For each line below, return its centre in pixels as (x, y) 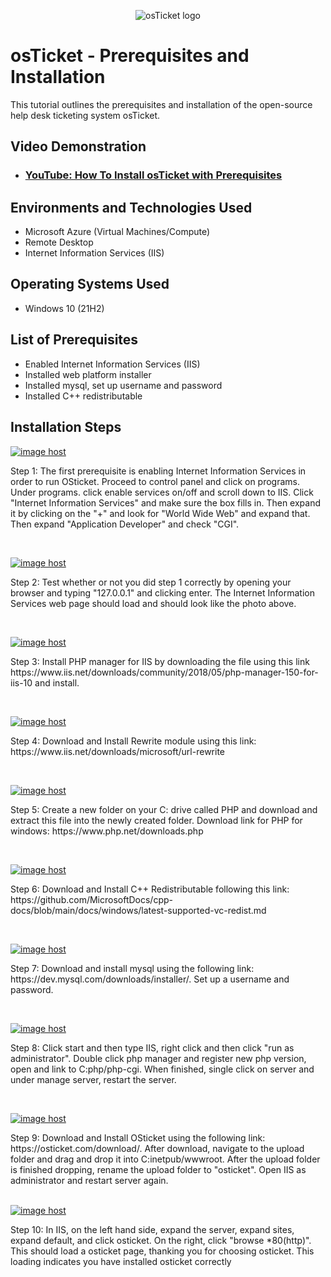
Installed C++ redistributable (83, 396)
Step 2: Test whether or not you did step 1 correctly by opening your (151, 582)
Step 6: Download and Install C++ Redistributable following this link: (150, 889)
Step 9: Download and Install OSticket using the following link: (138, 1137)
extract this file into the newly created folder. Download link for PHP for (156, 820)
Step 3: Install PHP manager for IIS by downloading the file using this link (160, 661)
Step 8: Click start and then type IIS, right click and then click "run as (152, 1047)
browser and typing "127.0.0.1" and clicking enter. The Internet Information (162, 592)
